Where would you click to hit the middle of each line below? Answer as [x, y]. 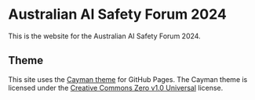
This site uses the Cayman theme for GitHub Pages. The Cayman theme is [128, 79]
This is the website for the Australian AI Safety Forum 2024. [105, 36]
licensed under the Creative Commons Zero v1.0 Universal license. [116, 87]
